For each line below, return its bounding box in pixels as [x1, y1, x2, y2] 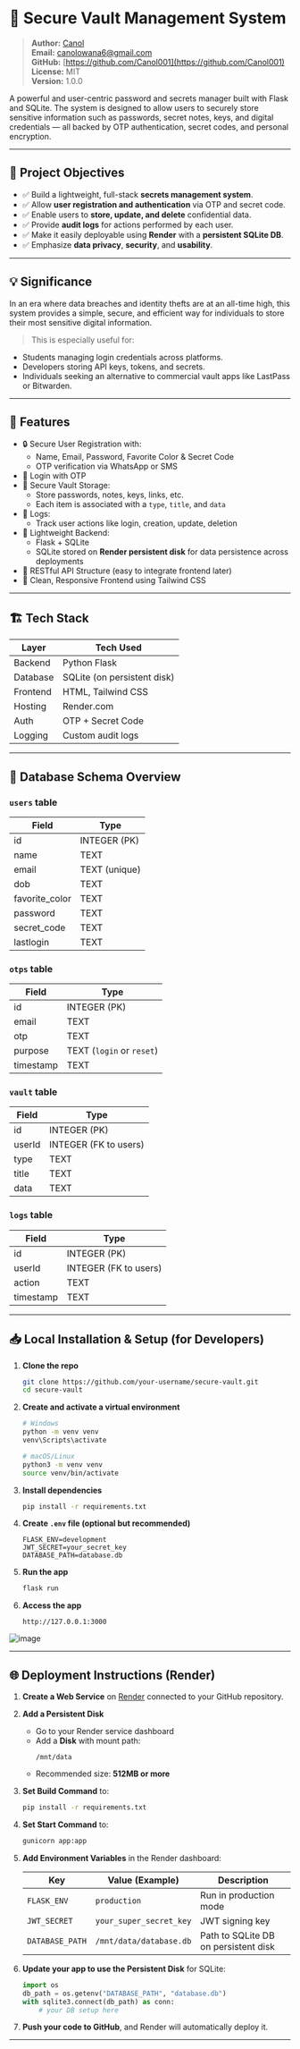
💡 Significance [9, 275, 93, 290]
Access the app [21, 1600, 82, 1611]
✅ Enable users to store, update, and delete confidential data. [21, 209, 252, 220]
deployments [35, 556, 84, 567]
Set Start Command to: [21, 1819, 109, 1830]
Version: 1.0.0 [30, 75, 83, 86]
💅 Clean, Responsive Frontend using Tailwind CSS [21, 575, 207, 586]
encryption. [9, 131, 52, 141]
